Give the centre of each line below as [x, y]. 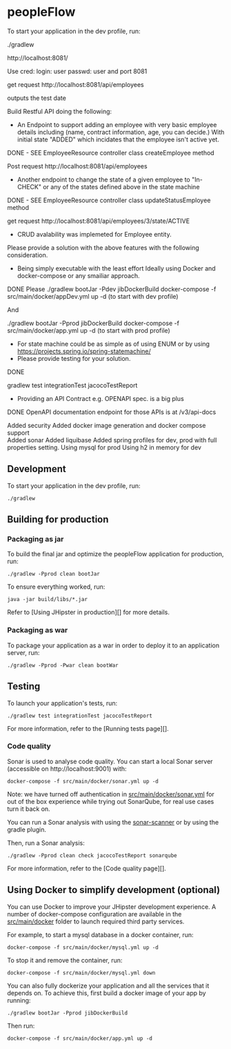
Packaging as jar [36, 539]
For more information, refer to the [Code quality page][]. [87, 868]
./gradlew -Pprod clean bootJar [53, 574]
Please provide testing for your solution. [74, 358]
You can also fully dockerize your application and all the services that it [108, 986]
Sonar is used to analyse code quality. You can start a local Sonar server [110, 761]
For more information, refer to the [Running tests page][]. [88, 728]
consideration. [28, 255]
